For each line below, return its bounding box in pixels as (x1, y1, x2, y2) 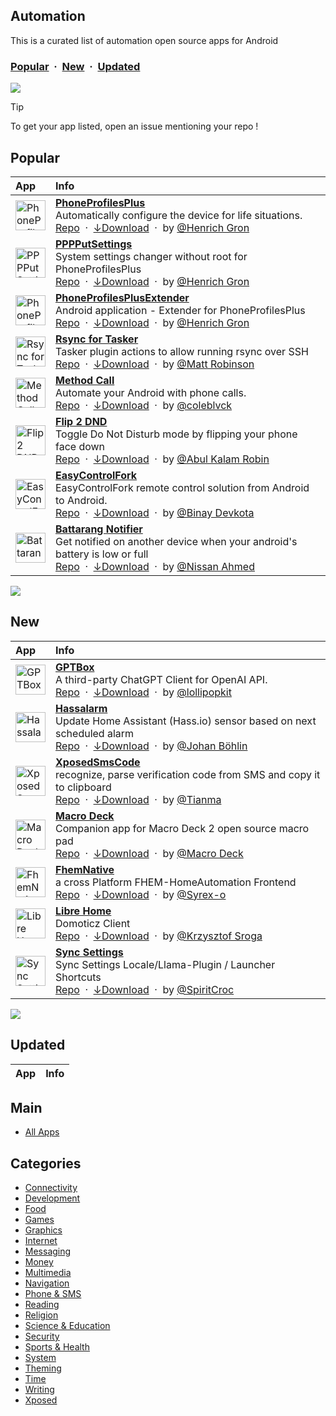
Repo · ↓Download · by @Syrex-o (55, 887, 227, 901)
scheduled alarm (55, 726, 135, 740)
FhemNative (55, 862, 115, 876)
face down (55, 439, 106, 453)
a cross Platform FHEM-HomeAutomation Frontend (55, 875, 297, 889)
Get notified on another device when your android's (55, 534, 298, 548)
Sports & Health (24, 1341, 90, 1353)
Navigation (24, 1277, 70, 1289)
